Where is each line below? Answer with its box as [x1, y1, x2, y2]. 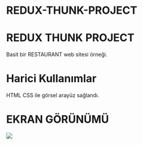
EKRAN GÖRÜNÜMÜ [6, 113, 109, 126]
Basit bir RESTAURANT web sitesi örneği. [6, 51, 108, 58]
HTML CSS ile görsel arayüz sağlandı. [6, 92, 100, 99]
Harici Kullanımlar [6, 72, 97, 86]
